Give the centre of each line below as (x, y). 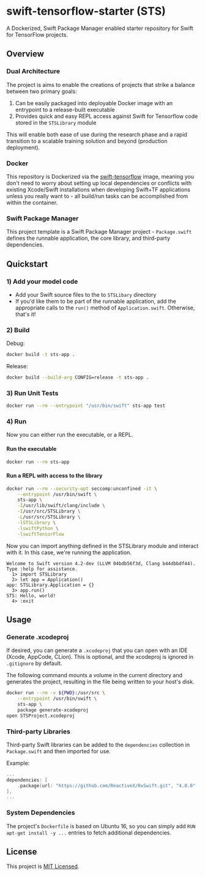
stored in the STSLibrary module (56, 122)
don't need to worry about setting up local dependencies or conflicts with (99, 183)
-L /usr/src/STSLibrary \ (49, 517)
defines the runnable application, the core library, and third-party (88, 238)
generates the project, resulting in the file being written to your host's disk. (100, 682)
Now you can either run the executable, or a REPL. (70, 435)
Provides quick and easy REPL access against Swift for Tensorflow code (106, 116)
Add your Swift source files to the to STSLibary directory (86, 294)
